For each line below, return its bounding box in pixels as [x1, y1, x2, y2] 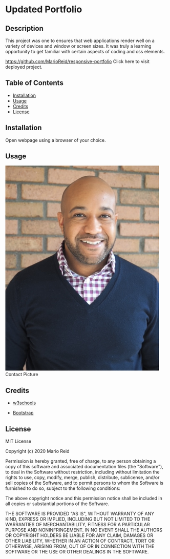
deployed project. [5, 64, 42, 70]
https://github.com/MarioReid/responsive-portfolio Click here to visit [5, 58, 150, 65]
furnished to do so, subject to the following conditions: [5, 485, 120, 491]
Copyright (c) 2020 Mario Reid [5, 448, 70, 454]
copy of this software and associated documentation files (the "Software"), [5, 464, 164, 470]
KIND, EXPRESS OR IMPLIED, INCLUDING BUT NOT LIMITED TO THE [5, 516, 151, 522]
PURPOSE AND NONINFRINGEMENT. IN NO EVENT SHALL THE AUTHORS [5, 527, 163, 533]
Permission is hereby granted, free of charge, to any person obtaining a [5, 458, 156, 464]
